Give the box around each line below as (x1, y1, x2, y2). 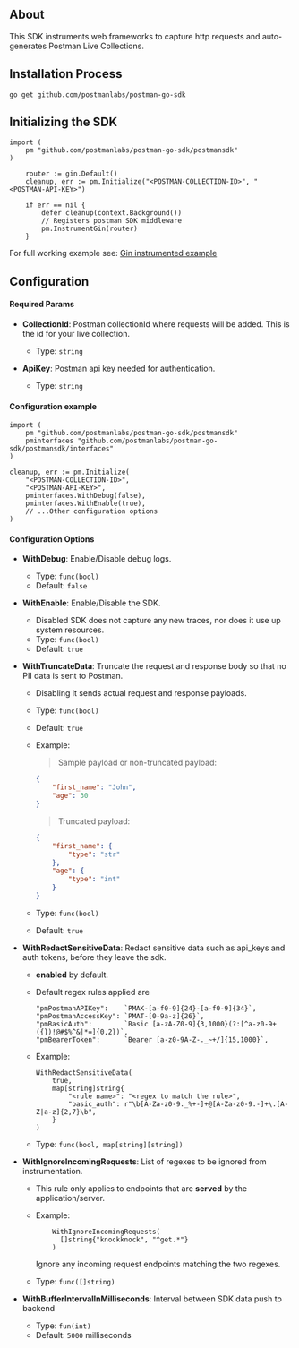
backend (21, 1302, 56, 1313)
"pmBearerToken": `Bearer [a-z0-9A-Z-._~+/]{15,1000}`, (35, 1035, 269, 1044)
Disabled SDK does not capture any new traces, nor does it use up (35, 615, 282, 626)
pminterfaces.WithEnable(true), (25, 499, 146, 509)
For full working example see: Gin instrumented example (9, 248, 218, 259)
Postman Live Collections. (48, 40, 145, 51)
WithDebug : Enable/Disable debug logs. (21, 554, 172, 564)
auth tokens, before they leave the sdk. (21, 951, 167, 962)
